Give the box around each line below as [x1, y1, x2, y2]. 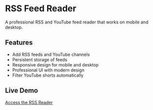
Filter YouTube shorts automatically [12, 72, 84, 78]
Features [5, 39, 33, 47]
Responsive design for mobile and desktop [12, 62, 99, 67]
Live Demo [5, 87, 38, 95]
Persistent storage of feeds [12, 57, 68, 63]
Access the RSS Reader [5, 99, 53, 105]
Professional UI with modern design [12, 67, 85, 73]
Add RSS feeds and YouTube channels [12, 51, 90, 57]
